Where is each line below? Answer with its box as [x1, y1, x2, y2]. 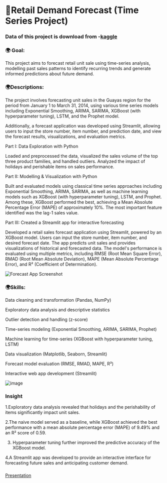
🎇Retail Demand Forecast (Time [5, 5, 139, 16]
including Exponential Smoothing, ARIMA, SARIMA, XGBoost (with [5, 107, 141, 113]
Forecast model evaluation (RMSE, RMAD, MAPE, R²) [5, 361, 114, 367]
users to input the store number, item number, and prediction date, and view [5, 128, 161, 134]
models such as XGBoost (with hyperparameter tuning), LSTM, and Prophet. [5, 193, 162, 200]
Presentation [5, 472, 31, 478]
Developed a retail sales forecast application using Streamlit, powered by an [5, 229, 162, 235]
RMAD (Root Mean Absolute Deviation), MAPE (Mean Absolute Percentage [5, 256, 159, 262]
